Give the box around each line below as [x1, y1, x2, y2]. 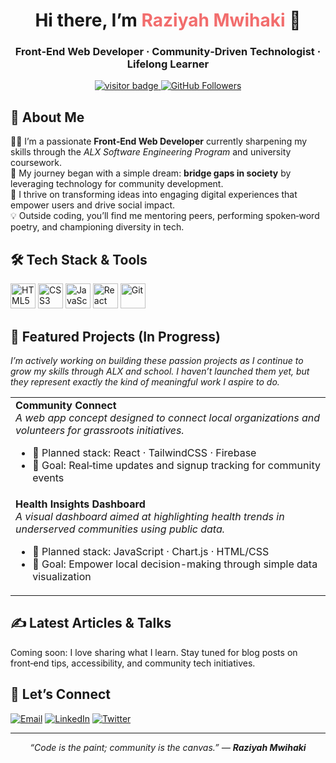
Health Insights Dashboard [15, 497, 146, 511]
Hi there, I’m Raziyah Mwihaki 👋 [34, 9, 302, 32]
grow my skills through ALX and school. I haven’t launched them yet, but [10, 365, 310, 377]
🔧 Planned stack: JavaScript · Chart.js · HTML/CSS [32, 544, 270, 558]
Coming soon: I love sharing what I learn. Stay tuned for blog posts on [10, 646, 298, 658]
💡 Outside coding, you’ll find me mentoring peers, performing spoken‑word [10, 210, 320, 222]
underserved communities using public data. [15, 522, 226, 536]
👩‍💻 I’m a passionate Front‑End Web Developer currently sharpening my [10, 135, 308, 148]
